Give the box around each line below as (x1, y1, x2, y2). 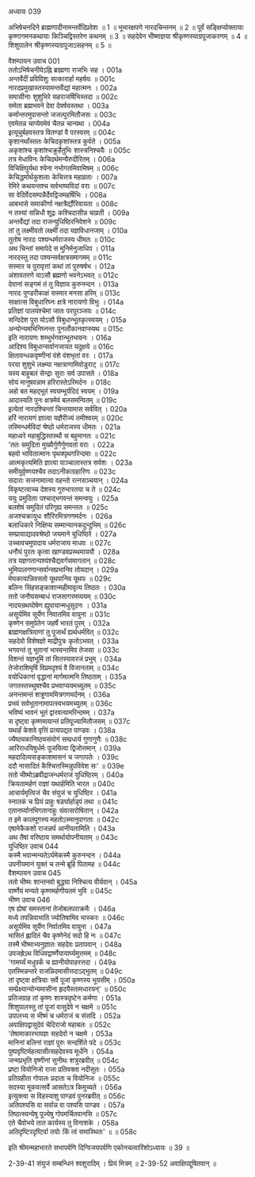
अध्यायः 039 (8, 7, 42, 16)
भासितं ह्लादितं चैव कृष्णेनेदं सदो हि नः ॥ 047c (8, 931, 122, 940)
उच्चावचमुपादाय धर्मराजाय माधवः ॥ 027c (8, 539, 112, 547)
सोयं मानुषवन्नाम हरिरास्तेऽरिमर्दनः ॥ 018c (8, 378, 112, 387)
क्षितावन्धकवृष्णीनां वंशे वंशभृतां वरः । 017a (8, 351, 113, 360)
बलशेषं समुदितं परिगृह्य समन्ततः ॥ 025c (8, 503, 108, 512)
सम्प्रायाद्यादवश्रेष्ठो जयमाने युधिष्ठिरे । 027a (8, 529, 117, 539)
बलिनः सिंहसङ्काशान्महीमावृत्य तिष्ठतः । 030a (8, 583, 126, 592)
